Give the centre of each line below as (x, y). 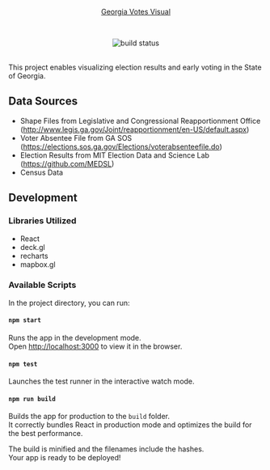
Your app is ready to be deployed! (65, 458)
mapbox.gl (38, 264)
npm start (25, 320)
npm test (23, 364)
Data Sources (43, 102)
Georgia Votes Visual (136, 12)
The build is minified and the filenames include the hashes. (106, 449)
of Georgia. (27, 76)
